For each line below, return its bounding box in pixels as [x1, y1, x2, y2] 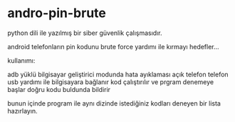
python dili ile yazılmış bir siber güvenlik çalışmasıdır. [7, 29, 162, 37]
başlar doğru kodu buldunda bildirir [7, 85, 111, 93]
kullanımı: [7, 56, 36, 65]
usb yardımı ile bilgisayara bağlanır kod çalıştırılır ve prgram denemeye [7, 77, 214, 86]
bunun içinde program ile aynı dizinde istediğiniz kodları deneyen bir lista [7, 98, 221, 108]
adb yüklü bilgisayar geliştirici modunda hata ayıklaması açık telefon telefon [7, 70, 229, 78]
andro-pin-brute [7, 5, 107, 21]
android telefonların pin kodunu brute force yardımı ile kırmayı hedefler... [7, 42, 219, 51]
